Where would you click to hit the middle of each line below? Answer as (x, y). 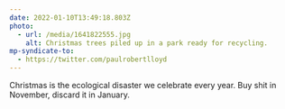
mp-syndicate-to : (42, 51)
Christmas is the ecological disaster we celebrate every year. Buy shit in (143, 85)
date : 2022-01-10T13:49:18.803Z (70, 18)
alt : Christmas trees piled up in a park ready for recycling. (147, 43)
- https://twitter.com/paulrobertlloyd (92, 59)
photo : (22, 26)
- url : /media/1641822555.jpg (74, 34)
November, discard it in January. (70, 95)
